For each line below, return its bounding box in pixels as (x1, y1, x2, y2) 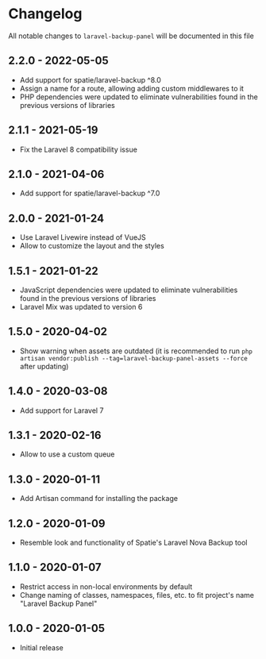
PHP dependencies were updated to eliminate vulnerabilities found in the (19, 92, 258, 102)
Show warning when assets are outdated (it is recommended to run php (19, 346, 253, 356)
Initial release (19, 642, 64, 652)
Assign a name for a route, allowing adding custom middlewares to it (19, 83, 245, 93)
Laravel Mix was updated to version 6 (19, 303, 143, 311)
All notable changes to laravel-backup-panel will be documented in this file (8, 31, 254, 40)
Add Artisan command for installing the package (19, 494, 179, 503)
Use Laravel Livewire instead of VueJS (19, 233, 147, 242)
